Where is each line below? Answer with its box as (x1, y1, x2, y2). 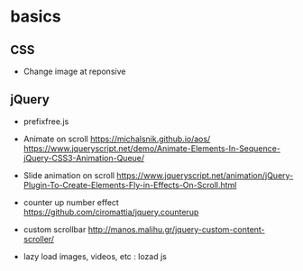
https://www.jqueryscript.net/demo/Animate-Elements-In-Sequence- (23, 142, 280, 154)
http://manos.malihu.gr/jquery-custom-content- (87, 223, 265, 235)
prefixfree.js (23, 115, 69, 127)
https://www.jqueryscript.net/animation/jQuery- (116, 169, 294, 181)
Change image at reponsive (23, 66, 126, 77)
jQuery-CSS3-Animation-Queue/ (23, 152, 145, 163)
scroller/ (23, 233, 55, 244)
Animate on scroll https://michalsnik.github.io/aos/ (23, 133, 211, 144)
